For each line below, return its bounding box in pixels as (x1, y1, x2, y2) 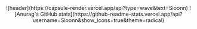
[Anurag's (14, 10, 39, 17)
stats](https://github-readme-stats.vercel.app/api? (59, 10, 183, 17)
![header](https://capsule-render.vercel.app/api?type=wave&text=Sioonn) (6, 5, 188, 11)
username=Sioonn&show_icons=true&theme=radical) (32, 17, 165, 24)
